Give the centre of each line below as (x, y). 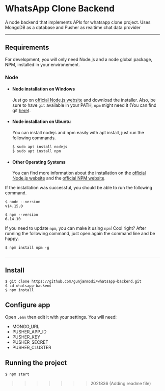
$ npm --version (22, 215)
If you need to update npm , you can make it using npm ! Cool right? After (76, 228)
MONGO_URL (26, 326)
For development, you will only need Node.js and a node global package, (79, 59)
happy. (12, 239)
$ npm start (17, 374)
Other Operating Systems (39, 162)
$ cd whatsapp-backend (28, 286)
